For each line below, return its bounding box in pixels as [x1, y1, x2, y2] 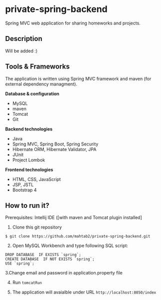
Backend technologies [5, 126, 53, 132]
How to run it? [5, 201, 50, 209]
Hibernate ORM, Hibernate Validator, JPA [12, 146, 97, 152]
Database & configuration [5, 90, 60, 96]
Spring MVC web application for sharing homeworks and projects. [5, 20, 141, 26]
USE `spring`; [5, 261, 35, 266]
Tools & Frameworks [5, 62, 70, 71]
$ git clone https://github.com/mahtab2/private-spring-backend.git [5, 234, 151, 239]
